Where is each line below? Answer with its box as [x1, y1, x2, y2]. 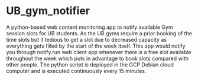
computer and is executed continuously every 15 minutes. [6, 67, 147, 74]
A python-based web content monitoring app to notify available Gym [6, 24, 173, 31]
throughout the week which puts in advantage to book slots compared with [6, 55, 189, 62]
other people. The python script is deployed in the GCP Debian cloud [6, 61, 174, 68]
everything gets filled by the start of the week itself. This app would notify [6, 42, 186, 49]
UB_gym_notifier [6, 4, 90, 18]
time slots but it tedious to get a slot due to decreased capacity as [6, 36, 167, 43]
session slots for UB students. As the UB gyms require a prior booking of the [6, 29, 192, 36]
